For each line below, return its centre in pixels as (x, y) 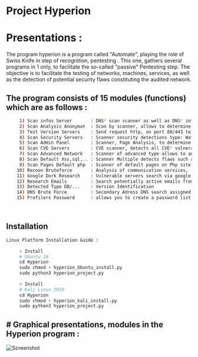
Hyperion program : (43, 334)
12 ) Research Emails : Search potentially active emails (99, 181)
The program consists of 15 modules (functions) (96, 98)
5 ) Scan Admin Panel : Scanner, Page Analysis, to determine (105, 143)
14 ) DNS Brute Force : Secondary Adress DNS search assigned (104, 192)
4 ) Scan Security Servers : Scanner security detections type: (101, 137)
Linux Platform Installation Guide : (52, 240)
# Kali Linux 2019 (42, 290)
